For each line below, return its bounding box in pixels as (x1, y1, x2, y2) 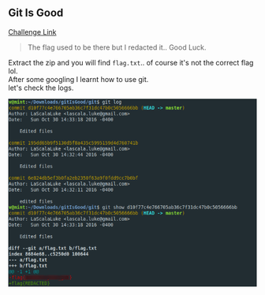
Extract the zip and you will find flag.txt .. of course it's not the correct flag (8, 58, 254, 67)
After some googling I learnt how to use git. (8, 74, 149, 84)
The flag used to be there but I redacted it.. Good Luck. (27, 43, 207, 52)
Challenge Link (8, 27, 57, 36)
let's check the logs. (8, 83, 74, 92)
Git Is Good (8, 6, 64, 20)
